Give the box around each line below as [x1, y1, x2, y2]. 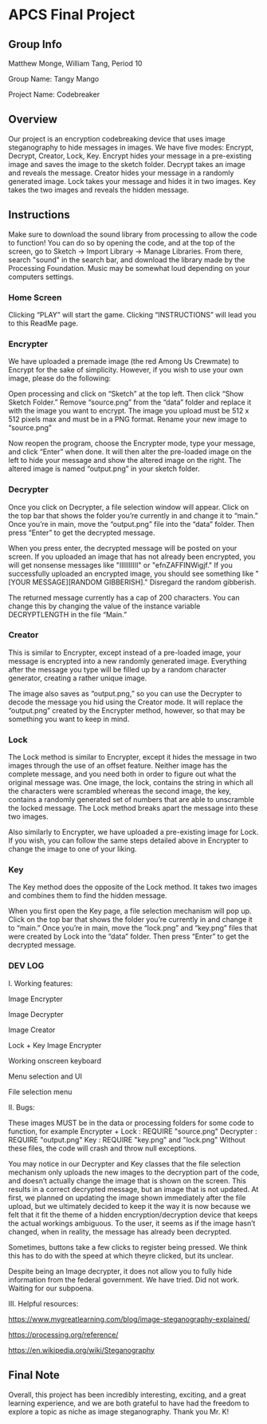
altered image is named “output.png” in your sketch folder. [8, 464, 201, 473]
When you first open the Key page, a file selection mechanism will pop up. [8, 906, 252, 916]
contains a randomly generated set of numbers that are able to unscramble [8, 795, 255, 804]
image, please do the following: [8, 373, 112, 383]
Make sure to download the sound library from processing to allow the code [8, 229, 257, 239]
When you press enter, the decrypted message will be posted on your [8, 543, 238, 552]
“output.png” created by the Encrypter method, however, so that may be [8, 705, 245, 715]
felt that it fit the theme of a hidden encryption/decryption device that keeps [8, 1210, 258, 1219]
